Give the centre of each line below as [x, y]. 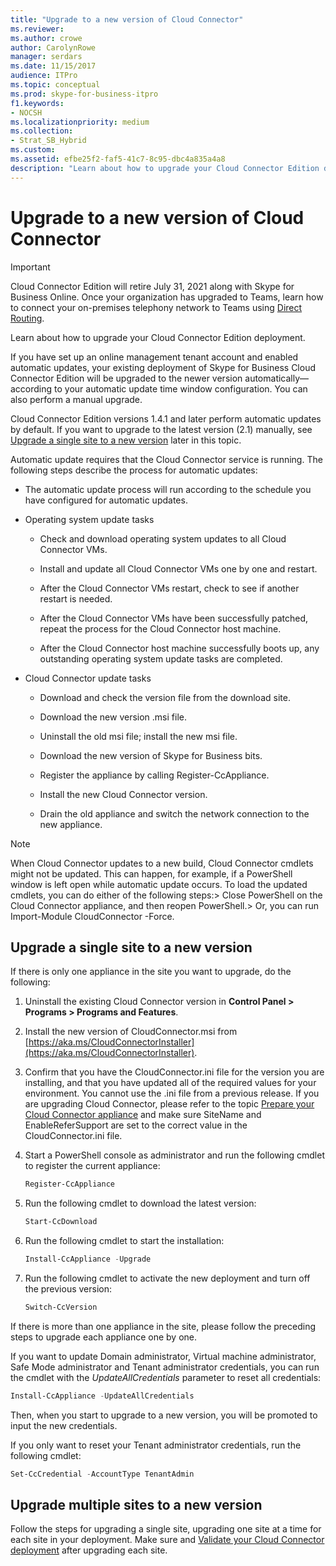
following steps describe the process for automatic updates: [134, 470]
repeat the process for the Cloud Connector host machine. [160, 628]
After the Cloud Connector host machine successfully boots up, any [179, 648]
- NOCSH [26, 112]
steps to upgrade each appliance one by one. [104, 1337]
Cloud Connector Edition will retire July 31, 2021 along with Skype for [152, 286]
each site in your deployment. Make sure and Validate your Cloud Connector [167, 1540]
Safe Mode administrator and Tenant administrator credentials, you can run [165, 1367]
